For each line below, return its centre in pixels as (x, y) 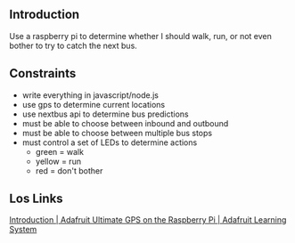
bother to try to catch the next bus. (74, 45)
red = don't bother (69, 170)
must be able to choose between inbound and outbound (125, 123)
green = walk (60, 151)
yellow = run (58, 161)
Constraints (43, 73)
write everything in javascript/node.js (90, 95)
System (23, 230)
